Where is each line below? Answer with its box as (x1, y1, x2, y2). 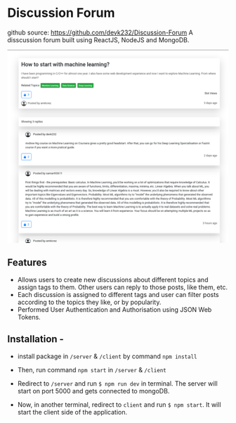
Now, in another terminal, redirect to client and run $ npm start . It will (17, 400, 221, 409)
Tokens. (17, 312, 41, 321)
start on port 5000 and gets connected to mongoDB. (17, 386, 170, 395)
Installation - (7, 333, 65, 346)
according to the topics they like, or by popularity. (17, 298, 162, 306)
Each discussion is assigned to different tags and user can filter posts (17, 290, 219, 298)
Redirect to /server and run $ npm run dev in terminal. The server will (17, 379, 218, 388)
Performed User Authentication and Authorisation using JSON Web (17, 305, 212, 314)
